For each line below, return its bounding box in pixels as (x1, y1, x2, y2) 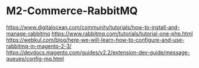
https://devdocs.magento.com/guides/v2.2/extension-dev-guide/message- (6, 48, 191, 56)
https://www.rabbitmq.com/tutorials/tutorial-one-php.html (51, 30, 193, 37)
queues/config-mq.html (6, 55, 64, 62)
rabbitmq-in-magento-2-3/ (6, 43, 72, 50)
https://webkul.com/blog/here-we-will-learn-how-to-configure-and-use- (6, 36, 185, 43)
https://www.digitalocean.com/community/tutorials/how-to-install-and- (6, 24, 180, 31)
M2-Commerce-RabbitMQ (6, 4, 138, 18)
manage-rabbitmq (6, 30, 50, 37)
